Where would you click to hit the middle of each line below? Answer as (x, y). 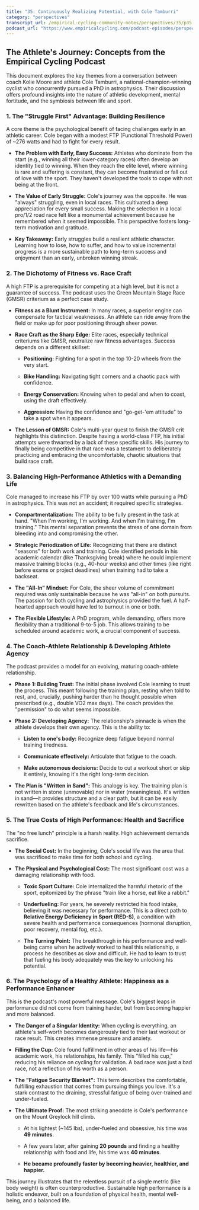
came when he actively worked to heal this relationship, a (109, 947)
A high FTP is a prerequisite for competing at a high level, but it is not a (92, 286)
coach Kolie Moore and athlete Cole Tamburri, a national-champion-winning (99, 82)
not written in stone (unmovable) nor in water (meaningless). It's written (102, 792)
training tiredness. (46, 745)
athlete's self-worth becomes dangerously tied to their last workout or (100, 1032)
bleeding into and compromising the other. (66, 533)
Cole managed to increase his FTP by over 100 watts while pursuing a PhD (97, 497)
